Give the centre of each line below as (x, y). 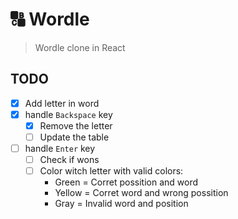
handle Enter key (60, 148)
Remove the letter (76, 125)
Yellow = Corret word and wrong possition (141, 193)
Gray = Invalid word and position (121, 204)
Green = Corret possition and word (126, 182)
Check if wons (69, 160)
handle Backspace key (68, 114)
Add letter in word (62, 103)
